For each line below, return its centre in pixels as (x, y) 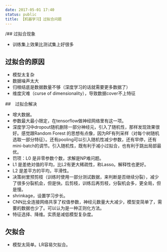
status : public (21, 14)
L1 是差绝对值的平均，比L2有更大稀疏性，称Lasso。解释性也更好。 (81, 165)
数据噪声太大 (25, 81)
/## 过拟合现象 (20, 34)
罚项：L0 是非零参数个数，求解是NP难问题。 (58, 158)
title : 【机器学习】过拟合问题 (33, 19)
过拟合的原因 (25, 62)
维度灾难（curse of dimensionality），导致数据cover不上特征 (74, 93)
